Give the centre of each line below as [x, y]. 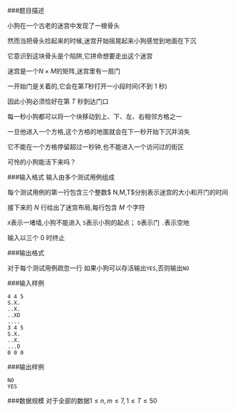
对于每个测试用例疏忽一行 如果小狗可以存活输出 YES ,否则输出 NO [98, 268]
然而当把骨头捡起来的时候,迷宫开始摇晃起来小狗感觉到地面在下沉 [102, 41]
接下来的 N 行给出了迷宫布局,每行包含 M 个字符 [77, 207]
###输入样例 [26, 283]
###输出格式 [26, 253]
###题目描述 [26, 10]
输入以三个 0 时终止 [36, 238]
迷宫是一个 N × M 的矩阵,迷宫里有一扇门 [64, 71]
